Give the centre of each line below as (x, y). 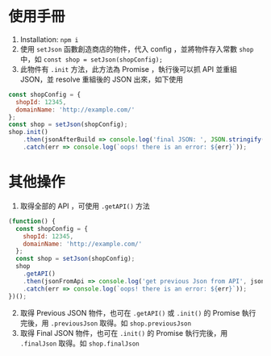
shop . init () (28, 132)
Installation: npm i (49, 39)
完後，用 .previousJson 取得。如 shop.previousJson (106, 323)
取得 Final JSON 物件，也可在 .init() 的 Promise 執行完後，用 (124, 333)
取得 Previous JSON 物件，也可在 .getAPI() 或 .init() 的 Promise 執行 (138, 312)
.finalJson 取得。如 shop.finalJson (79, 343)
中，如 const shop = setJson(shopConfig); (91, 59)
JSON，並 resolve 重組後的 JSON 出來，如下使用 (102, 79)
